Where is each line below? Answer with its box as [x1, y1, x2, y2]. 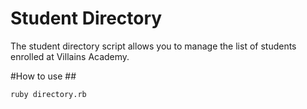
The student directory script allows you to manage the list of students [10, 40, 297, 52]
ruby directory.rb [10, 89, 87, 99]
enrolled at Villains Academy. [10, 50, 130, 62]
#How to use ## [10, 70, 77, 82]
